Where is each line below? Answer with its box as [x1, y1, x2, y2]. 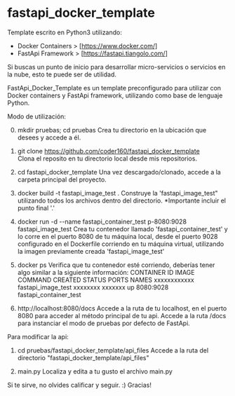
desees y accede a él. [17, 133, 81, 142]
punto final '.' [17, 203, 55, 212]
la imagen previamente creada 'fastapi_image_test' [17, 247, 165, 255]
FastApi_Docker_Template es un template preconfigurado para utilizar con [7, 83, 222, 92]
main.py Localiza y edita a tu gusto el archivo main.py [17, 367, 173, 376]
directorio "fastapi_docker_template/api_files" [17, 353, 149, 362]
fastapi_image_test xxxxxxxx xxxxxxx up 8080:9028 [17, 282, 169, 292]
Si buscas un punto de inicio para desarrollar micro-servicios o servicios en [7, 62, 226, 71]
